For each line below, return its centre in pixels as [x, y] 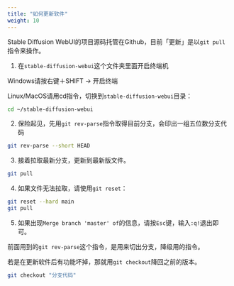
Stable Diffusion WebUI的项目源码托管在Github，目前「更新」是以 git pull [116, 42]
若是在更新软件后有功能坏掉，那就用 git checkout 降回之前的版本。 [104, 262]
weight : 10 [23, 21]
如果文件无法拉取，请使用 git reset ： [72, 188]
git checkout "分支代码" [42, 275]
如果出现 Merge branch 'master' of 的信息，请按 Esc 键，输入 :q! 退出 [115, 222]
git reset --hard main [41, 202]
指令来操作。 [26, 50]
